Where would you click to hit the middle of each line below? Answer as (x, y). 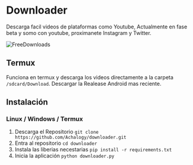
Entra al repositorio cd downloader (56, 143)
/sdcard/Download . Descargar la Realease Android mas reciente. (84, 83)
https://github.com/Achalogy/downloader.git (70, 137)
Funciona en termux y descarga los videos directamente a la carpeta (90, 77)
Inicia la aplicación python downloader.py (64, 156)
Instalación (27, 102)
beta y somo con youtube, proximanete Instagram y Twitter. (79, 33)
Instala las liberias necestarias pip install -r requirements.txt (93, 150)
